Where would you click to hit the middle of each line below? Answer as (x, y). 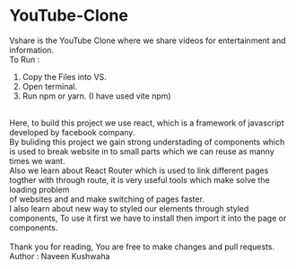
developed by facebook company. (72, 132)
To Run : (25, 59)
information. (32, 49)
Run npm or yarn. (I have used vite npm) (97, 96)
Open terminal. (50, 86)
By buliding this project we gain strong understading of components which (147, 142)
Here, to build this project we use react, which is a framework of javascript (147, 123)
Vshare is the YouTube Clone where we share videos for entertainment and (148, 40)
